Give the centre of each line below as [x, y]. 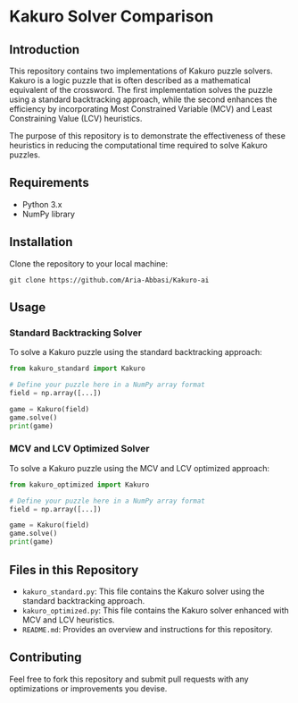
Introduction [45, 50]
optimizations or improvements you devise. [88, 688]
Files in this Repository [74, 570]
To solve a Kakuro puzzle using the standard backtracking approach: [136, 352]
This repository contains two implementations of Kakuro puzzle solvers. [141, 71]
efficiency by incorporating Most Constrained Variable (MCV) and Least [141, 109]
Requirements [49, 183]
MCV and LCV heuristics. [68, 620]
